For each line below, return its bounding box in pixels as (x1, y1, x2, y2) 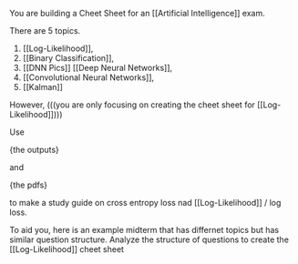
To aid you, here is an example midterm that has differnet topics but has (9, 225, 280, 235)
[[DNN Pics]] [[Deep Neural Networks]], (22, 63, 173, 73)
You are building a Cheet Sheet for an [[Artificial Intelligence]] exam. (9, 8, 266, 18)
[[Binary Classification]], (22, 53, 115, 63)
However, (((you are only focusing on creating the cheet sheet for (9, 99, 255, 110)
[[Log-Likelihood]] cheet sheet (9, 244, 125, 254)
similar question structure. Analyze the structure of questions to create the (9, 234, 290, 245)
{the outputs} (9, 145, 59, 155)
